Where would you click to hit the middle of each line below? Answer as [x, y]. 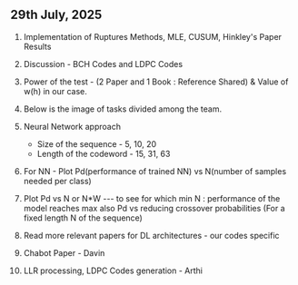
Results [37, 46]
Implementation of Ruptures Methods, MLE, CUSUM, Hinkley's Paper [153, 36]
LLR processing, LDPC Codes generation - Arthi [113, 270]
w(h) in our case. [55, 91]
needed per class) [57, 181]
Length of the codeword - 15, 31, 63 [104, 153]
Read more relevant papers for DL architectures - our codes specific [151, 235]
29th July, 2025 [56, 15]
